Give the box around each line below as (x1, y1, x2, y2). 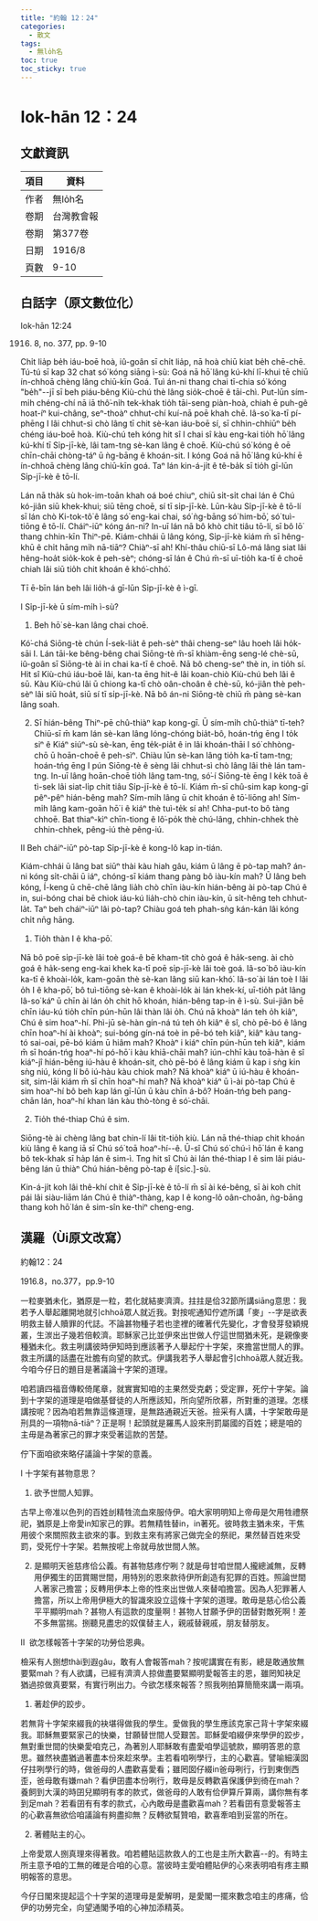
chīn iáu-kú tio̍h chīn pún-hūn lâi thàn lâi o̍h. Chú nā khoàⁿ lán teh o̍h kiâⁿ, (20, 1006, 299, 1017)
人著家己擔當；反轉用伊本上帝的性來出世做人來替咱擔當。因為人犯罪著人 (33, 1583, 306, 1594)
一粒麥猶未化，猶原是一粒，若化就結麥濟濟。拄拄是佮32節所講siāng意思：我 (20, 1295, 307, 1306)
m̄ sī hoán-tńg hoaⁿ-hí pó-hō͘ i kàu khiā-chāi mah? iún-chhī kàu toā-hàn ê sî (20, 1046, 305, 1057)
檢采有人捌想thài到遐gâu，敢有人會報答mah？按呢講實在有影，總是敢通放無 (20, 1656, 305, 1667)
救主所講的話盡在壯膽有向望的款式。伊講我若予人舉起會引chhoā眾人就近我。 (20, 1352, 308, 1363)
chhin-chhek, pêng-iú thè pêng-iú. (33, 823, 164, 834)
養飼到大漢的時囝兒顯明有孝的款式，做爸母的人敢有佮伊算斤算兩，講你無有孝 (20, 1786, 309, 1797)
